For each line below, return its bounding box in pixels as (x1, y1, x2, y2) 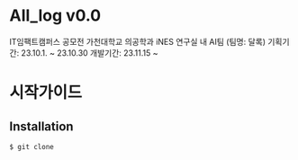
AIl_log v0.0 (9, 5, 102, 26)
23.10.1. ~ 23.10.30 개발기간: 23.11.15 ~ (21, 47, 158, 58)
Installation (9, 119, 74, 134)
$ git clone (9, 142, 54, 151)
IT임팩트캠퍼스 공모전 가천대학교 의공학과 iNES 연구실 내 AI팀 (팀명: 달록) (9, 36, 266, 47)
